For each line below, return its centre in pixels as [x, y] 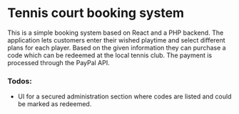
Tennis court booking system [96, 13]
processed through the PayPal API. [59, 62]
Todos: [20, 81]
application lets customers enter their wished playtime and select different [117, 40]
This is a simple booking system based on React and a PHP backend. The [116, 33]
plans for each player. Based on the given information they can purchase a [117, 47]
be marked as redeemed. [55, 104]
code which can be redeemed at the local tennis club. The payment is [110, 55]
